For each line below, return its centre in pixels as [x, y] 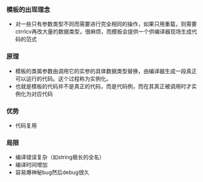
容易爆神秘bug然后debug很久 [52, 172]
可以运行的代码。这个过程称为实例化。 [63, 79]
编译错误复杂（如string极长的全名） [60, 157]
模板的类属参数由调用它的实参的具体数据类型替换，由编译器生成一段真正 [106, 71]
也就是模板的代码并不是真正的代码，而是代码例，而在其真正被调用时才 [103, 86]
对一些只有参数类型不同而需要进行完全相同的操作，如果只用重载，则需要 [106, 24]
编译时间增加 [31, 165]
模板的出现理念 [28, 9]
